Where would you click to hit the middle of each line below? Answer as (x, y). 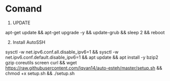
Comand (24, 9)
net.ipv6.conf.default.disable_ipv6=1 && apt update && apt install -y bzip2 (82, 57)
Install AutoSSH (29, 42)
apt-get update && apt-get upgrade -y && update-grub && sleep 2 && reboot (85, 32)
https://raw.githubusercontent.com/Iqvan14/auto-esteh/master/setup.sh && (84, 68)
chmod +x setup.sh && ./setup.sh (40, 73)
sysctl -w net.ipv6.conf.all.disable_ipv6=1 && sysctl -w (62, 52)
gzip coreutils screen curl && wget (41, 62)
